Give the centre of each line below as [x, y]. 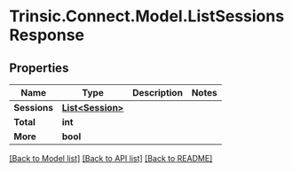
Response [47, 35]
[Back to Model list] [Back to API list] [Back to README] [111, 158]
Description [158, 93]
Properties [39, 68]
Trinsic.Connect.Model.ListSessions [147, 16]
